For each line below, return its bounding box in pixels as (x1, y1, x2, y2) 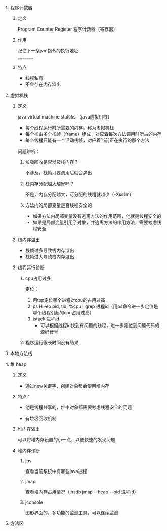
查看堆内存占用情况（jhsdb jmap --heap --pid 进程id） (25, 489, 139, 495)
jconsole (25, 499, 43, 505)
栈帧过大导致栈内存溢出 (25, 254, 74, 259)
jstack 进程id (32, 316, 60, 322)
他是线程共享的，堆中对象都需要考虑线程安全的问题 (25, 404, 132, 410)
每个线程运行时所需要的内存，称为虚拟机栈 (25, 125, 114, 131)
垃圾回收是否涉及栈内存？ (25, 159, 79, 165)
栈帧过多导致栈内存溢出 (25, 247, 74, 253)
